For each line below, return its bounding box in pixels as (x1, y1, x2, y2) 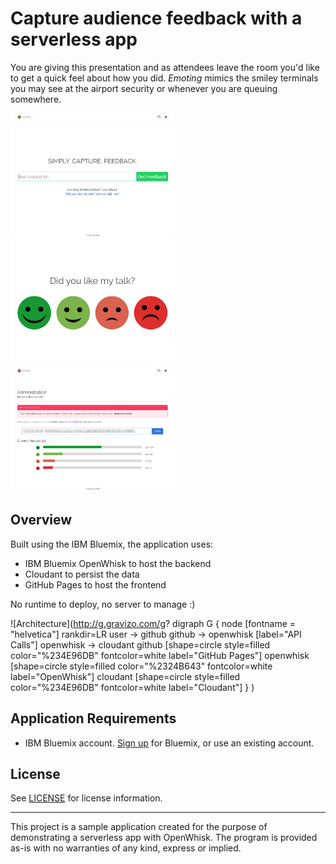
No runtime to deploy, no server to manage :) (10, 598, 196, 610)
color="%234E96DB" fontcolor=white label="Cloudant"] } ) (10, 681, 255, 693)
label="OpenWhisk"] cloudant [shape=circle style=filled (10, 670, 241, 682)
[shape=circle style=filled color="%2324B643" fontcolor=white (10, 660, 273, 672)
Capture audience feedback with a (10, 7, 303, 30)
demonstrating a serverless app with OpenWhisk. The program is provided (10, 832, 318, 844)
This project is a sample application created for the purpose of (10, 821, 268, 833)
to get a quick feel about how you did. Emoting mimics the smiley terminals (10, 72, 319, 84)
